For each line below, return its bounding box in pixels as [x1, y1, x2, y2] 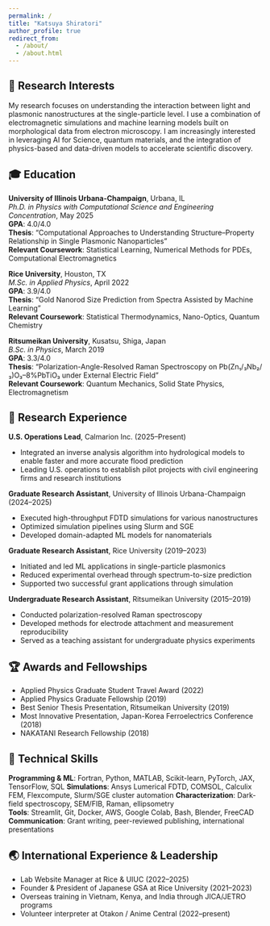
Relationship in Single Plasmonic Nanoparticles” [8, 236, 168, 246]
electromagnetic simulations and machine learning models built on [8, 118, 229, 127]
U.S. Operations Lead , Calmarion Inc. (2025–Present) [8, 432, 187, 442]
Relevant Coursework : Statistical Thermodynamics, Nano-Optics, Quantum [8, 311, 260, 321]
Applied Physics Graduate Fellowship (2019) [19, 694, 167, 704]
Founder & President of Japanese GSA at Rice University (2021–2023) [19, 882, 252, 892]
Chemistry [8, 320, 43, 330]
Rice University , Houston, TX [8, 269, 106, 278]
